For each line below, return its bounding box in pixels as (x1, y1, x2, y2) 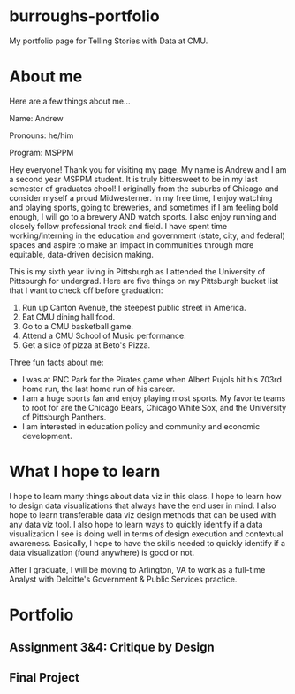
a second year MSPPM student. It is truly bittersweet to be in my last (9, 173, 258, 184)
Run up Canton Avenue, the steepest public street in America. (21, 302, 246, 312)
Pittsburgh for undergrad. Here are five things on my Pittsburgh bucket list (9, 275, 279, 286)
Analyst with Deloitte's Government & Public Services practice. (9, 574, 238, 584)
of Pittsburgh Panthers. (21, 412, 107, 422)
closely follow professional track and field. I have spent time (9, 220, 228, 231)
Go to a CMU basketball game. (21, 320, 134, 331)
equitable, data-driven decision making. (9, 249, 155, 259)
